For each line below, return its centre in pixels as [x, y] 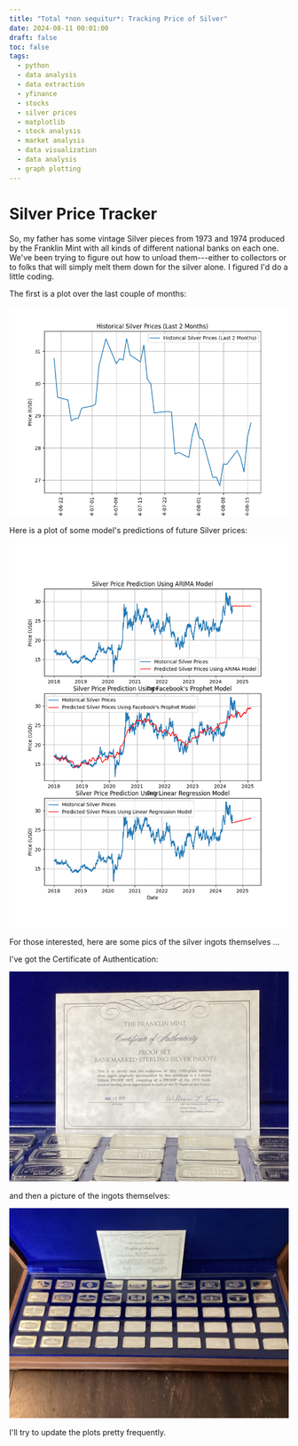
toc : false [29, 47]
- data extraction [51, 84]
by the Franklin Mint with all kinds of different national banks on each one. [144, 248]
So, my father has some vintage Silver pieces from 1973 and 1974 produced [147, 238]
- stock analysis [49, 132]
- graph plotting [49, 169]
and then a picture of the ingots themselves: [90, 1196]
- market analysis [51, 141]
